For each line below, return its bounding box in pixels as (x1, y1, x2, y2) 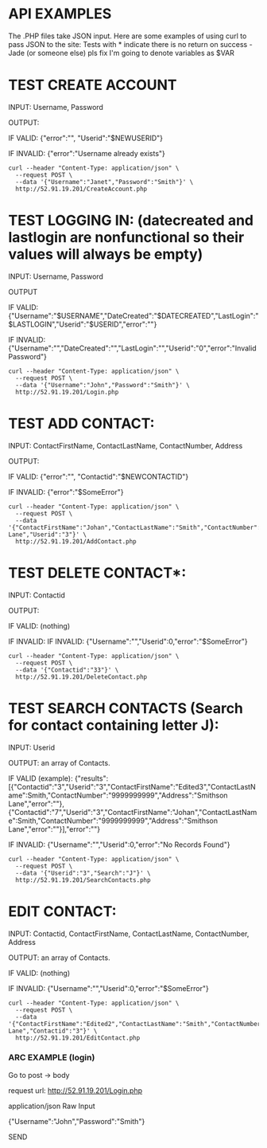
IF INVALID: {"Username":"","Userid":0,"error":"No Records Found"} (8, 840, 230, 849)
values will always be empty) (8, 245, 203, 264)
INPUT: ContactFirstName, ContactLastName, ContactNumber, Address (8, 441, 243, 450)
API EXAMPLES (8, 5, 112, 23)
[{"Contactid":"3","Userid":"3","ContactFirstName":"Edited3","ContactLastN (8, 782, 256, 791)
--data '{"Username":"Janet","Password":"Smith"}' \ (15, 178, 194, 186)
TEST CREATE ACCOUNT (8, 76, 177, 94)
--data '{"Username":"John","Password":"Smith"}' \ (15, 381, 191, 389)
